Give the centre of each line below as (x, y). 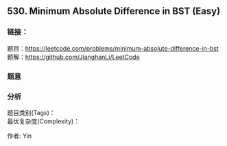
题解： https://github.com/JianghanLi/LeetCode (74, 57)
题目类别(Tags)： (32, 112)
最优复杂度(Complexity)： (44, 121)
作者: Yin (20, 136)
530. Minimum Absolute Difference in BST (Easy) (114, 11)
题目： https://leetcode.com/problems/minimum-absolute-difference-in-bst (113, 48)
